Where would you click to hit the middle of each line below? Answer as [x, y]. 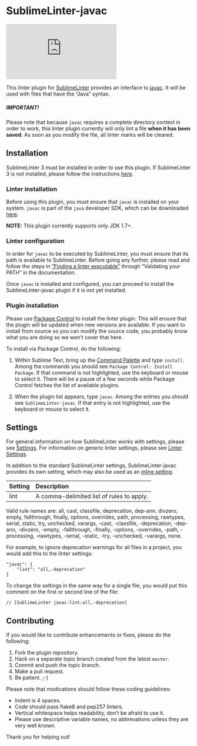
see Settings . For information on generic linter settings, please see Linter [94, 448]
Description [52, 486]
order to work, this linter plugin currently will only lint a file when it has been [98, 128]
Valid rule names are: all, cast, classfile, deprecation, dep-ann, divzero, [92, 511]
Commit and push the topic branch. [57, 665]
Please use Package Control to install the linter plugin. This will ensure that [96, 318]
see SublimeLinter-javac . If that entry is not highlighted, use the [92, 402]
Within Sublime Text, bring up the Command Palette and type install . [99, 360]
